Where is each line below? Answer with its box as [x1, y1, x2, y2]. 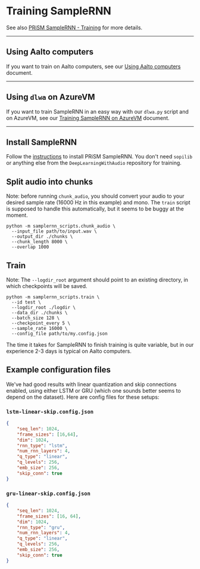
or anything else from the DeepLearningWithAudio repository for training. [6, 160, 182, 167]
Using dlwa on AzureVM [6, 92, 95, 102]
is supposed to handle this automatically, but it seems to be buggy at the [6, 205, 185, 213]
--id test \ [11, 299, 42, 305]
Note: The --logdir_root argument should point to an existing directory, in [6, 276, 189, 283]
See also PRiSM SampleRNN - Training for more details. [6, 24, 143, 31]
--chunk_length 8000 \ [11, 239, 68, 245]
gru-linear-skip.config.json [6, 490, 91, 497]
